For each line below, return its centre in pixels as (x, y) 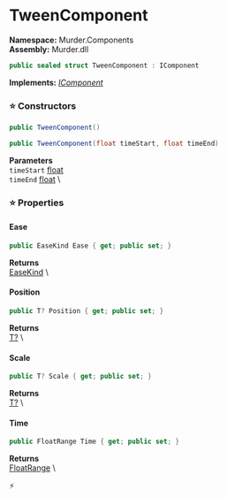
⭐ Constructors (43, 105)
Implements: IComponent (56, 82)
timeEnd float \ (35, 179)
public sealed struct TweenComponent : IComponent (104, 65)
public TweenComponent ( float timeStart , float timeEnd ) (114, 143)
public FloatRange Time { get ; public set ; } (94, 442)
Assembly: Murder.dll (49, 49)
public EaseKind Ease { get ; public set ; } (91, 245)
